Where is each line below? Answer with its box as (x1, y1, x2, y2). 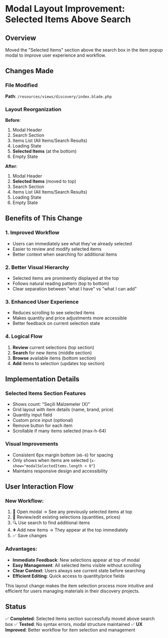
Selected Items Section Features (5, 390, 86, 397)
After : (5, 163, 18, 169)
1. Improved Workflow (5, 229, 60, 236)
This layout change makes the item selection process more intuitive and (5, 582, 153, 588)
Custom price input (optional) (12, 417, 74, 423)
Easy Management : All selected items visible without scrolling (12, 562, 141, 568)
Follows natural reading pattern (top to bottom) (12, 280, 109, 286)
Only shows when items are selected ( (12, 457, 92, 463)
